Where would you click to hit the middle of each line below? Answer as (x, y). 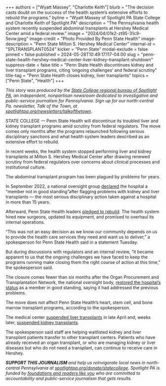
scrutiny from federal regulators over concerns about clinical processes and (83, 162)
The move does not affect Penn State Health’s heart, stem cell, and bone (79, 302)
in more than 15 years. (28, 202)
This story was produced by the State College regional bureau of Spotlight (81, 90)
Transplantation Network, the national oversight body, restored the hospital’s (83, 282)
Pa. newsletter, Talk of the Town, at (42, 106)
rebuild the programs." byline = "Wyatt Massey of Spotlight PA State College (83, 18)
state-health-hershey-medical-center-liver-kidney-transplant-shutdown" (79, 60)
